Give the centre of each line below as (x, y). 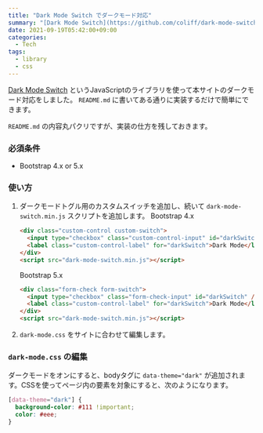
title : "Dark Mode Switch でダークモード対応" (80, 15)
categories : (27, 37)
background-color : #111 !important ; (75, 408)
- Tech (26, 45)
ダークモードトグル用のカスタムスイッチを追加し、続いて (112, 206)
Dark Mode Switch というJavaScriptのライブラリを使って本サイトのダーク (128, 89)
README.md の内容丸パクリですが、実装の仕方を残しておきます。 (110, 126)
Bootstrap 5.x (41, 275)
